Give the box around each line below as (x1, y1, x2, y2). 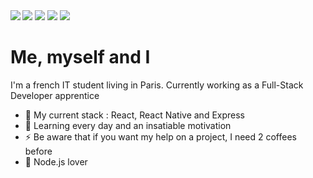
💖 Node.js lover (24, 155, 88, 168)
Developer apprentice (10, 89, 100, 101)
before (24, 145, 53, 157)
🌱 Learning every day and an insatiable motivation (24, 119, 232, 131)
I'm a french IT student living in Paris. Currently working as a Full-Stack (10, 79, 304, 91)
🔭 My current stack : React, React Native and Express (24, 109, 246, 121)
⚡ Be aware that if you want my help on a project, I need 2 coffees (24, 130, 297, 143)
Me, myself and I (10, 46, 151, 69)
